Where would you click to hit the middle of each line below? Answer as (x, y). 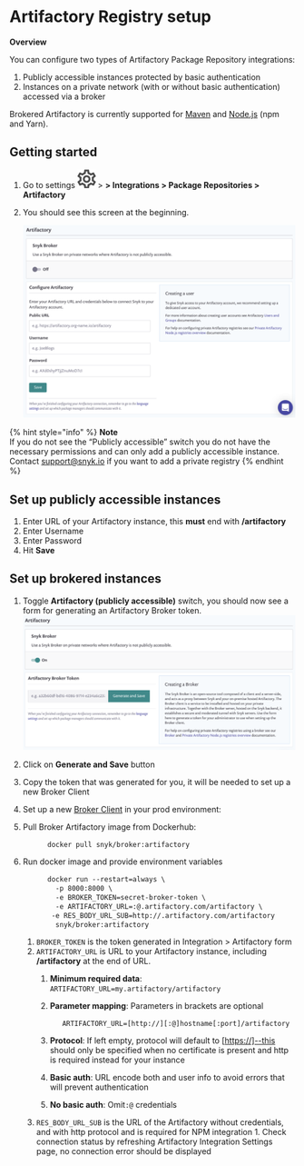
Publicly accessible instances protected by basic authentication (142, 77)
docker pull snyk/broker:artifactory (118, 844)
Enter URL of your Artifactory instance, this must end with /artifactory (154, 522)
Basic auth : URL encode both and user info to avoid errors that (167, 1077)
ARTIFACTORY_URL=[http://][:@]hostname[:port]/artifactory (176, 1023)
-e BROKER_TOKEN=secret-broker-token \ (131, 897)
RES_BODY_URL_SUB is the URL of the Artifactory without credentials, (160, 1122)
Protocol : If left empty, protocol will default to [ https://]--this (162, 1040)
